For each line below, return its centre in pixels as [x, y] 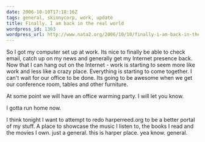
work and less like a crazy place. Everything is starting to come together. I [99, 71]
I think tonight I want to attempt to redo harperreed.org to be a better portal [101, 120]
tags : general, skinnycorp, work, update [60, 18]
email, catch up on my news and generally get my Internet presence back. [99, 59]
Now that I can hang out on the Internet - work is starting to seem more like [101, 65]
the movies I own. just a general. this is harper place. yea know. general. [97, 133]
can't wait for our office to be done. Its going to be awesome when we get [99, 78]
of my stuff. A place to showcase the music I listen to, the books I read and [100, 126]
